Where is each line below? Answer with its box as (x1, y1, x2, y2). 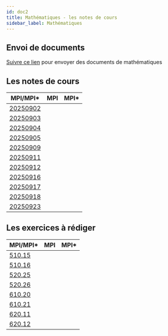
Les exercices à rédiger (6, 223, 96, 233)
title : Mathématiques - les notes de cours (6, 15, 118, 21)
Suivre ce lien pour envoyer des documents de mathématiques (6, 59, 163, 66)
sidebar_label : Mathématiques (6, 20, 83, 26)
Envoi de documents (6, 42, 85, 53)
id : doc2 (6, 8, 28, 15)
